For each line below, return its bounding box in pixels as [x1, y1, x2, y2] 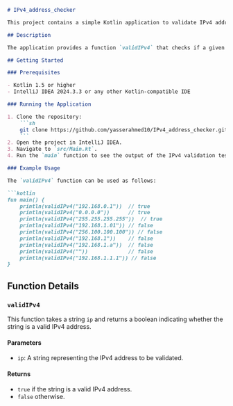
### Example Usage [7, 165, 60, 172]
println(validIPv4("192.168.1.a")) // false [19, 241, 154, 248]
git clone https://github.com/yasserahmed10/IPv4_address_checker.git [19, 126, 228, 133]
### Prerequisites [7, 70, 60, 76]
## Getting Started [7, 56, 64, 64]
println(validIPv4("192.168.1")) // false [19, 235, 154, 242]
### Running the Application [7, 101, 92, 108]
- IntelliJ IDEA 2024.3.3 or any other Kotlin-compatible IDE [7, 88, 191, 95]
